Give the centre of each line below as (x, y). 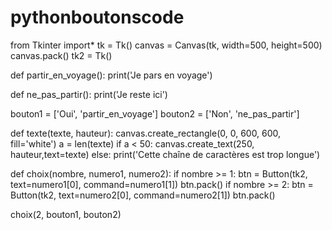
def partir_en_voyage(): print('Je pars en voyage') (111, 75)
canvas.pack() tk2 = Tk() (61, 55)
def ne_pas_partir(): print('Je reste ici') (89, 94)
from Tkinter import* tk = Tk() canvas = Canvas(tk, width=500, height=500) (166, 45)
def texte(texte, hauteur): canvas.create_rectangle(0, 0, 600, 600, (146, 133)
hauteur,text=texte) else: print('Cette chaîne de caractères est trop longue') (165, 154)
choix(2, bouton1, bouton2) (66, 214)
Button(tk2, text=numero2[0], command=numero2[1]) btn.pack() (143, 195)
